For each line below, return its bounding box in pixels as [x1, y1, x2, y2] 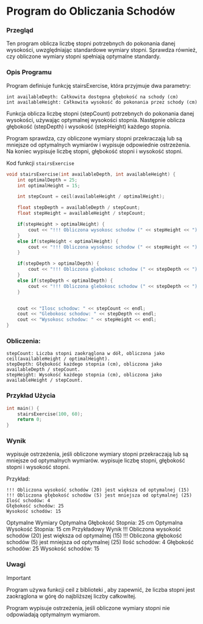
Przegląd [6, 26, 34, 35]
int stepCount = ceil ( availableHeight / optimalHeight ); [17, 193, 165, 199]
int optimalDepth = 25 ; [17, 177, 78, 183]
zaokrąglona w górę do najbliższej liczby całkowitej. [6, 592, 137, 600]
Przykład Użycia [6, 392, 56, 400]
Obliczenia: [6, 337, 41, 345]
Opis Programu [6, 68, 52, 77]
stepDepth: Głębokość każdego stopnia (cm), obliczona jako [6, 361, 163, 367]
